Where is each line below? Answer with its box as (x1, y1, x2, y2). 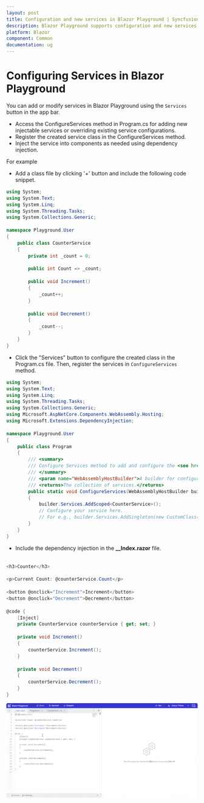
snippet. (15, 176, 36, 183)
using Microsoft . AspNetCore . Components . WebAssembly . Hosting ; (6, 412, 165, 418)
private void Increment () (17, 634, 83, 640)
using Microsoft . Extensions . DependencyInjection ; (6, 418, 135, 424)
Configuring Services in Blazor (6, 69, 165, 83)
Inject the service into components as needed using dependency (15, 139, 178, 147)
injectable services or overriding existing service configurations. (15, 127, 176, 134)
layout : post (6, 10, 39, 16)
